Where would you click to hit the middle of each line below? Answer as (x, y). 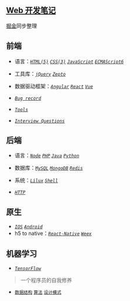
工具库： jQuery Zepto (40, 73)
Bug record (28, 98)
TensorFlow (28, 269)
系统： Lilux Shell (36, 180)
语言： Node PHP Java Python (47, 155)
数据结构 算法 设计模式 (38, 293)
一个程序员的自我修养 (46, 281)
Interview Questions (40, 121)
